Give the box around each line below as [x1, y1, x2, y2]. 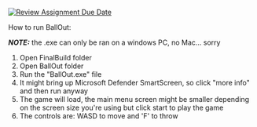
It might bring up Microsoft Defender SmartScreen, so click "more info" [19, 78, 250, 87]
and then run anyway [19, 86, 89, 96]
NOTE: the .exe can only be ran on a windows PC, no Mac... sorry [8, 38, 221, 47]
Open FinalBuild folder [19, 53, 92, 62]
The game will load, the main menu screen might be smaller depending [19, 95, 250, 103]
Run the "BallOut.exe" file [19, 70, 102, 78]
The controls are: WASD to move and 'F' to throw [19, 111, 178, 121]
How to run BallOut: [8, 23, 72, 31]
